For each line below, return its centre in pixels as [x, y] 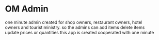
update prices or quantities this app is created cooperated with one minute [79, 32]
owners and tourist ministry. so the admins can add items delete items [75, 27]
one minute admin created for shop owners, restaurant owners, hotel [74, 22]
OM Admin [27, 9]
